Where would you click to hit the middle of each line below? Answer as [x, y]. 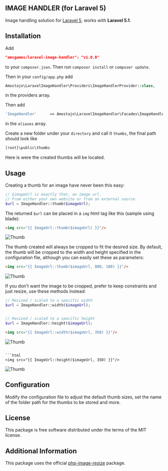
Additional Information [41, 451]
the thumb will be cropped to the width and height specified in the [73, 252]
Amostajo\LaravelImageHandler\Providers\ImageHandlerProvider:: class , [80, 86]
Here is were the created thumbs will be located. [55, 158]
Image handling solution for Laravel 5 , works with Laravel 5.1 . [68, 20]
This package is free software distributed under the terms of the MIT [76, 430]
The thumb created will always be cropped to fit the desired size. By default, [84, 247]
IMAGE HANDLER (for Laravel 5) [56, 8]
